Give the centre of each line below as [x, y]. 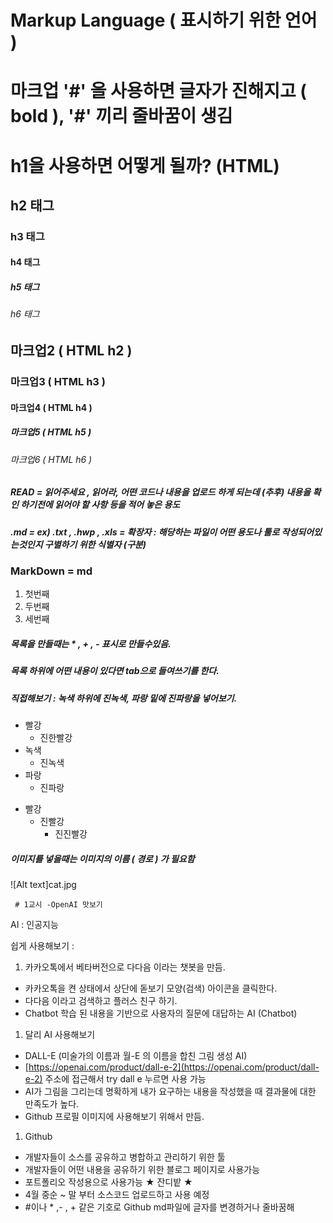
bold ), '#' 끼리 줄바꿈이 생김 [121, 116]
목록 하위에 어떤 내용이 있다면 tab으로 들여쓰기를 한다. [115, 671]
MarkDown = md [51, 571]
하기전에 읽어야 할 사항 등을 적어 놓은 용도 [100, 505]
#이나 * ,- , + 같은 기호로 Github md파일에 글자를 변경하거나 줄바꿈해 [159, 1207]
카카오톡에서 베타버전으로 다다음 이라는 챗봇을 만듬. [125, 967]
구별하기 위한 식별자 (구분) [95, 544]
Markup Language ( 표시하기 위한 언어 [164, 20]
